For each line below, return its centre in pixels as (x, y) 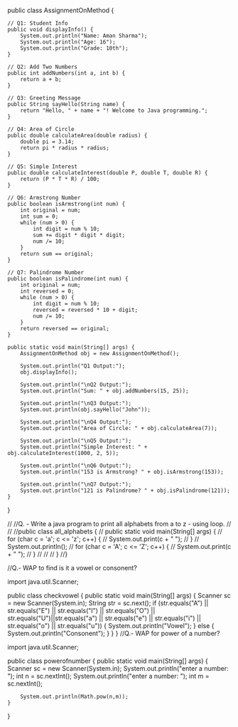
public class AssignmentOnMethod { (61, 10)
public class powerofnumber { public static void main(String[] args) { (108, 661)
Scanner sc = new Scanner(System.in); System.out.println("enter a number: (118, 668)
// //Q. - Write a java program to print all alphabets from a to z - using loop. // (119, 524)
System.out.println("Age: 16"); (68, 42)
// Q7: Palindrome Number (45, 273)
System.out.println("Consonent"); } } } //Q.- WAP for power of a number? (114, 633)
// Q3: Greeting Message (44, 98)
